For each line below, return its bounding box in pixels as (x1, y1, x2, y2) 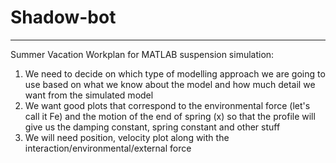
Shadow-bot (10, 6, 117, 29)
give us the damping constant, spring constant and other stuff (24, 121, 281, 133)
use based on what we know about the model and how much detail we (24, 78, 316, 90)
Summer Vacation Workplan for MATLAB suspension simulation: (10, 48, 275, 60)
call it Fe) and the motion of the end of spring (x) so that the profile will (24, 110, 316, 122)
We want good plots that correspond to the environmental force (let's (24, 99, 311, 111)
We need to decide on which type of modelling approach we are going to (24, 67, 326, 80)
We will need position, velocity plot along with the (24, 131, 230, 143)
